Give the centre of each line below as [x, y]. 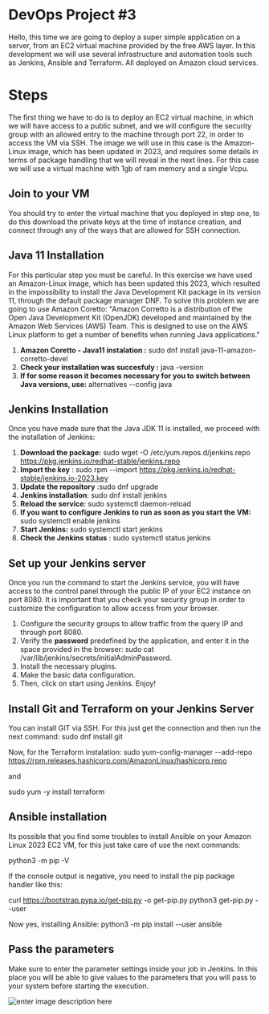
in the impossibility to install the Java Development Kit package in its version [134, 291]
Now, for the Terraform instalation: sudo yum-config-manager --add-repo [130, 751]
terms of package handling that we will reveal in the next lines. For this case [134, 160]
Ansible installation [58, 817]
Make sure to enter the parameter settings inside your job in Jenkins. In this [133, 968]
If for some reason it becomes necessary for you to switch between [135, 376]
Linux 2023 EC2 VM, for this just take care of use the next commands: [124, 845]
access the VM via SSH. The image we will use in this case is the [115, 143]
